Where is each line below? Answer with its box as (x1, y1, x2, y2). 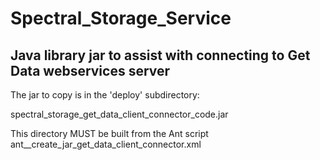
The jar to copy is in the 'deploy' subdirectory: (10, 89, 200, 101)
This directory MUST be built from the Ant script (10, 128, 209, 139)
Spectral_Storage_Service (10, 7, 232, 30)
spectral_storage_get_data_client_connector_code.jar (10, 108, 229, 120)
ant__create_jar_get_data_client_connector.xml (10, 138, 202, 150)
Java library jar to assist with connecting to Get (10, 47, 311, 64)
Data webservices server (10, 62, 171, 79)
